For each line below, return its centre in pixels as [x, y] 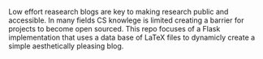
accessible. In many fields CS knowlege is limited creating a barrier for [126, 20]
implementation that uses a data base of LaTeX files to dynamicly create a [132, 37]
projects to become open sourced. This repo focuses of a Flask [114, 29]
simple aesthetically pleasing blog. [66, 46]
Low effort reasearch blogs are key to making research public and [119, 12]
